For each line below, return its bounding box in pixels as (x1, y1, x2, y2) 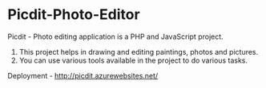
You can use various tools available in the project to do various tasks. (18, 55, 248, 65)
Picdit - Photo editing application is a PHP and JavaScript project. (7, 32, 224, 41)
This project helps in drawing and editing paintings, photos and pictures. (18, 47, 259, 56)
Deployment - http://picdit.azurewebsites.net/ (7, 71, 159, 80)
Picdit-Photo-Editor (7, 6, 141, 24)
